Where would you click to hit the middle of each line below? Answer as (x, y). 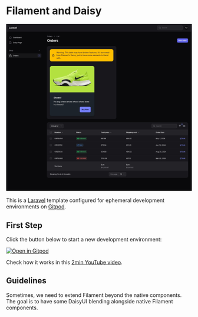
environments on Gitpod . (36, 207)
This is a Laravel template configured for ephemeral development (85, 200)
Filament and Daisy (54, 11)
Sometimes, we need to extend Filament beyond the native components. (94, 295)
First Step (24, 225)
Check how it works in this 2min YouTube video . (64, 262)
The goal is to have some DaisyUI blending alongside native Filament (90, 301)
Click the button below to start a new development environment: (84, 240)
